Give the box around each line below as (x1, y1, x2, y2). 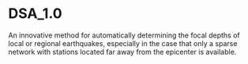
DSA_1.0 (8, 5, 62, 23)
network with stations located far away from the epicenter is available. (8, 47, 237, 56)
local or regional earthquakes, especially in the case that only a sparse (8, 38, 238, 48)
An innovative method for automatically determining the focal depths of (8, 30, 240, 40)
